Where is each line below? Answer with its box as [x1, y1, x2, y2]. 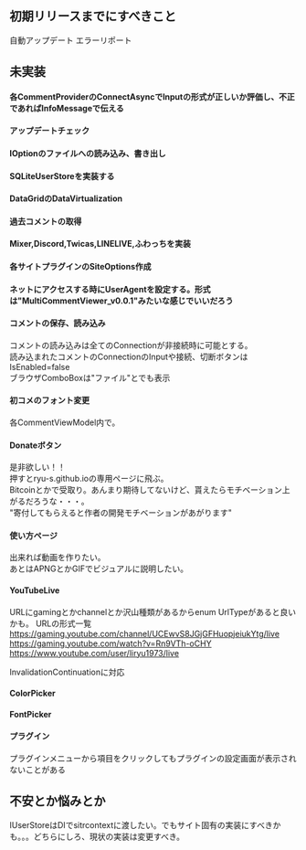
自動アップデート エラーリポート [9, 35, 132, 46]
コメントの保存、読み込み [9, 318, 106, 329]
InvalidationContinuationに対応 [9, 666, 125, 677]
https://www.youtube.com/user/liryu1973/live [9, 647, 180, 658]
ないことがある [9, 764, 66, 775]
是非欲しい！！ [9, 462, 66, 473]
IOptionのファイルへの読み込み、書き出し [9, 147, 166, 158]
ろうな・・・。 [33, 496, 90, 507]
